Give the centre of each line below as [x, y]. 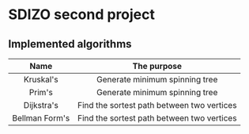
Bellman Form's [41, 118]
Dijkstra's [41, 105]
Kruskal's [41, 79]
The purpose [157, 66]
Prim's [41, 92]
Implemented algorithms [70, 44]
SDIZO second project [82, 15]
